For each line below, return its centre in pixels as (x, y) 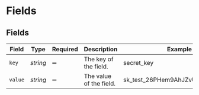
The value (97, 76)
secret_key (139, 63)
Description (101, 49)
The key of (99, 59)
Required (65, 49)
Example (179, 49)
